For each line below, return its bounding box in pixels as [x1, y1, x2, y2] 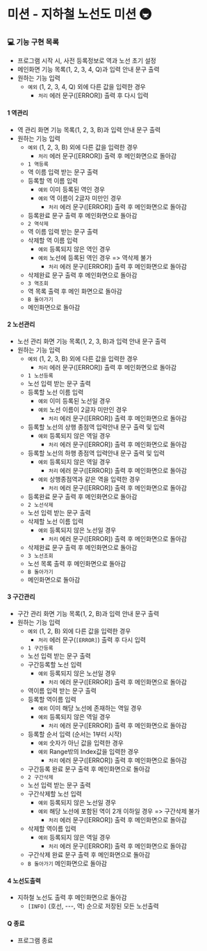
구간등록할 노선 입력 [27, 661, 82, 669]
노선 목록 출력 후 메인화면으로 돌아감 [27, 559, 126, 567]
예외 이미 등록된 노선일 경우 [38, 396, 111, 404]
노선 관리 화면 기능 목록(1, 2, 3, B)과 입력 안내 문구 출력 [17, 337, 167, 345]
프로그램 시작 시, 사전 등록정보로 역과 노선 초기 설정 [17, 56, 156, 65]
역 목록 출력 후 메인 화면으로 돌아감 [27, 287, 123, 295]
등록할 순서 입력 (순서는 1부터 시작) [27, 730, 122, 739]
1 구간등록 [27, 645, 53, 652]
